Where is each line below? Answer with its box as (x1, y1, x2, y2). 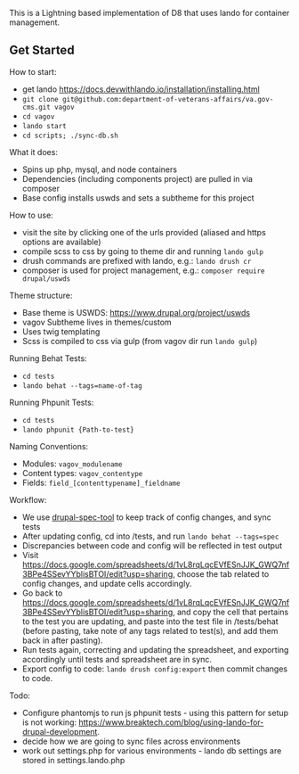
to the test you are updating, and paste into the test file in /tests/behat (21, 615, 279, 627)
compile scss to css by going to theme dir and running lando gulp (21, 245, 264, 257)
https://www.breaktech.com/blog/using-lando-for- (78, 717, 264, 728)
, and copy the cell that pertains (172, 606, 289, 617)
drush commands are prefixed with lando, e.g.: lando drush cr (21, 255, 252, 266)
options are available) (21, 236, 101, 247)
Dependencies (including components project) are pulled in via (21, 173, 254, 184)
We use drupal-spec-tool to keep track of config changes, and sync (21, 512, 271, 523)
